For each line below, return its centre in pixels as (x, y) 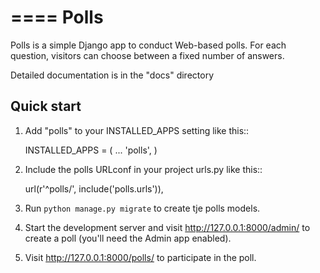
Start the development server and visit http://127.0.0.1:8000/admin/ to (167, 227)
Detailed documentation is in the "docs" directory (112, 75)
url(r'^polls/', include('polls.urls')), (94, 188)
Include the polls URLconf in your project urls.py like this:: (143, 169)
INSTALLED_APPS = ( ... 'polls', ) (91, 150)
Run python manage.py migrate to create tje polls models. (142, 208)
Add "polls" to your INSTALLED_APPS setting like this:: (137, 130)
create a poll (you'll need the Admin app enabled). (128, 238)
